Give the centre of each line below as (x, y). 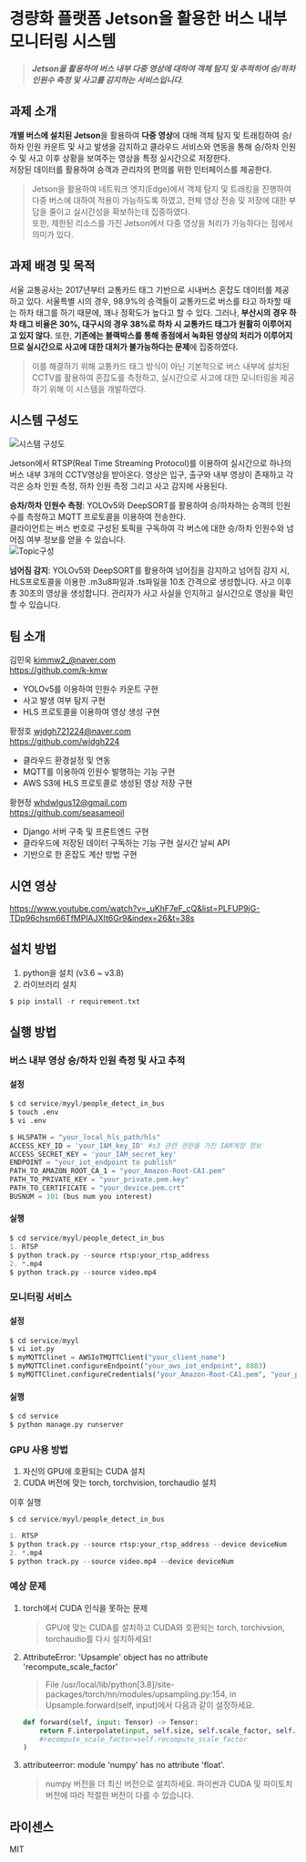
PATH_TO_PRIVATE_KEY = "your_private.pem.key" (99, 1180)
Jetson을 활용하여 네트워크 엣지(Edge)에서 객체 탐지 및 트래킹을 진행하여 (161, 189)
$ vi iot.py (32, 1349)
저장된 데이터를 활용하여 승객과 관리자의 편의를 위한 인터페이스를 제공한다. (141, 169)
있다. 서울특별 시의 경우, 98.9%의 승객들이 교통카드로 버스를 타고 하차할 (154, 301)
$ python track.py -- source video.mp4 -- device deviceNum (122, 1561)
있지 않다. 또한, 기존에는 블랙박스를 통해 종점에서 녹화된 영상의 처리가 (140, 335)
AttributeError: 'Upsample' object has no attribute (115, 1657)
